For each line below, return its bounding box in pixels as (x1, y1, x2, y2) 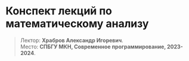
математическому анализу (5, 17, 149, 30)
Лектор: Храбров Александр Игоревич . (20, 36, 123, 44)
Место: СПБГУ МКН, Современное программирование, (20, 43, 166, 50)
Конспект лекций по (5, 4, 113, 18)
